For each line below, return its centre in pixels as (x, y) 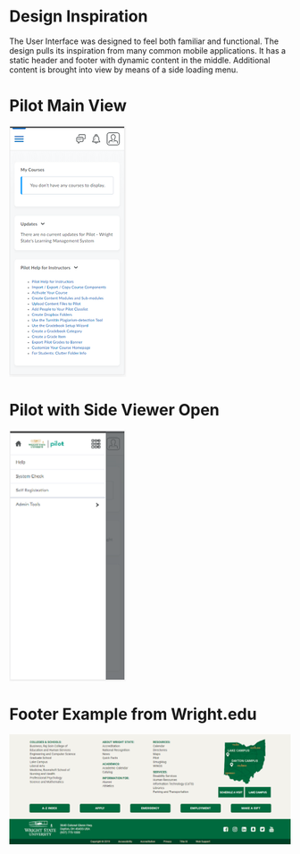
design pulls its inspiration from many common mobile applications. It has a (148, 50)
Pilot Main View (68, 106)
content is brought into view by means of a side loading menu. (124, 70)
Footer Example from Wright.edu (133, 714)
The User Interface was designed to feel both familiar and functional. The (144, 41)
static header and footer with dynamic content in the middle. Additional (140, 60)
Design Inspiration (79, 17)
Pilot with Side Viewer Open (115, 410)
